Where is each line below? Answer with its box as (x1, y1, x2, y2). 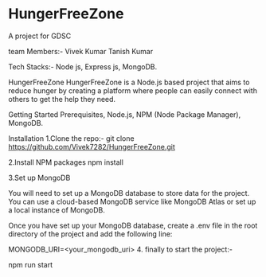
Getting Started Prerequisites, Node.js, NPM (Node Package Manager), (8, 109, 241, 119)
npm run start (8, 259, 53, 269)
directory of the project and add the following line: (8, 228, 173, 239)
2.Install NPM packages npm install (8, 157, 123, 167)
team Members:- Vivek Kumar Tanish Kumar (8, 46, 154, 56)
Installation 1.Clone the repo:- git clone (8, 133, 135, 143)
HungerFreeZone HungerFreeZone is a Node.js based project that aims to (8, 77, 250, 87)
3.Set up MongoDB (8, 173, 71, 182)
